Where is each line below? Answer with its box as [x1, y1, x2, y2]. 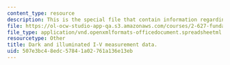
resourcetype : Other [7, 35, 66, 42]
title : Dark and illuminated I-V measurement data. [7, 41, 157, 48]
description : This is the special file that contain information [7, 16, 197, 23]
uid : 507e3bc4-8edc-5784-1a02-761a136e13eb [7, 48, 133, 55]
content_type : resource [7, 9, 75, 17]
